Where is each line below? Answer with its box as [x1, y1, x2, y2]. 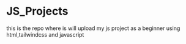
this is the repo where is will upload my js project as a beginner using [6, 24, 180, 32]
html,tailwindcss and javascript [6, 31, 84, 38]
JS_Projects [6, 4, 69, 18]
